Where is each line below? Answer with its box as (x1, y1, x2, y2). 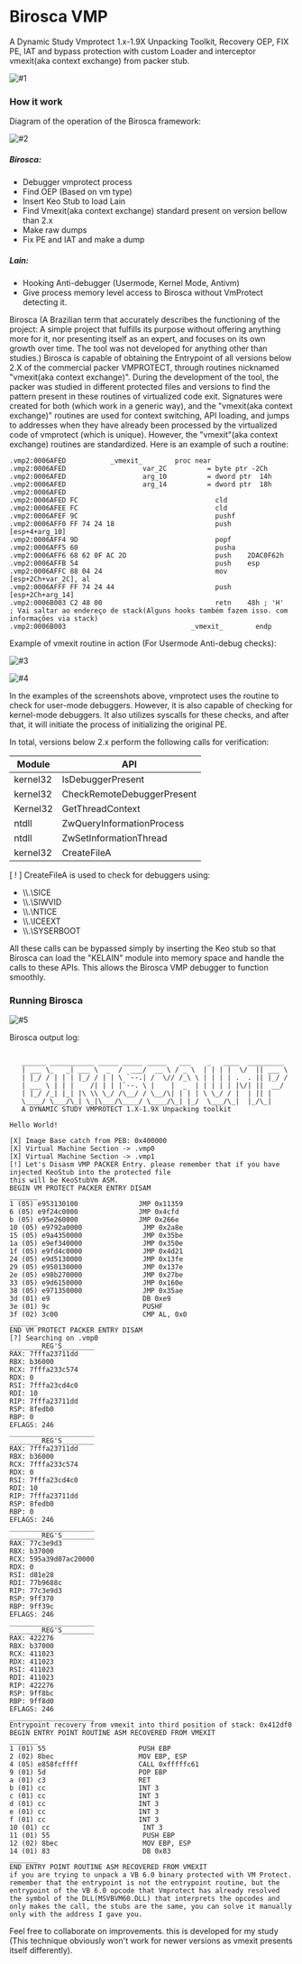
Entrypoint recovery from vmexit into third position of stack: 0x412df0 (9, 1720, 293, 1729)
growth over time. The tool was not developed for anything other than (9, 343, 268, 354)
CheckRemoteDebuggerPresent (61, 788, 197, 800)
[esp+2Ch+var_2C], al (9, 575, 91, 584)
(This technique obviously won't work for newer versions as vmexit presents (9, 1935, 293, 1946)
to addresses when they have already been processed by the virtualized (9, 420, 278, 430)
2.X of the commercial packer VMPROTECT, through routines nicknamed (9, 363, 279, 373)
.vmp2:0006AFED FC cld (9, 496, 228, 505)
